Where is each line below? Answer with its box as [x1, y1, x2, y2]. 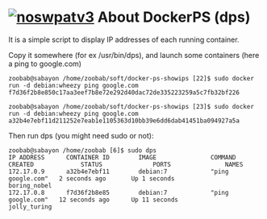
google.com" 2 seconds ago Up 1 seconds [8, 174, 175, 183]
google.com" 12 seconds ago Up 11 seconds [8, 196, 179, 204]
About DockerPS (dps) [97, 8, 251, 27]
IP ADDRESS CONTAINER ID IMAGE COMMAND [8, 153, 236, 161]
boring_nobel [8, 181, 52, 189]
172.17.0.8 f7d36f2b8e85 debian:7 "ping [8, 188, 229, 196]
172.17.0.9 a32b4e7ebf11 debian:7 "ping [8, 167, 229, 176]
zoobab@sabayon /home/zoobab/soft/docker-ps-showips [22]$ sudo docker [8, 74, 254, 82]
